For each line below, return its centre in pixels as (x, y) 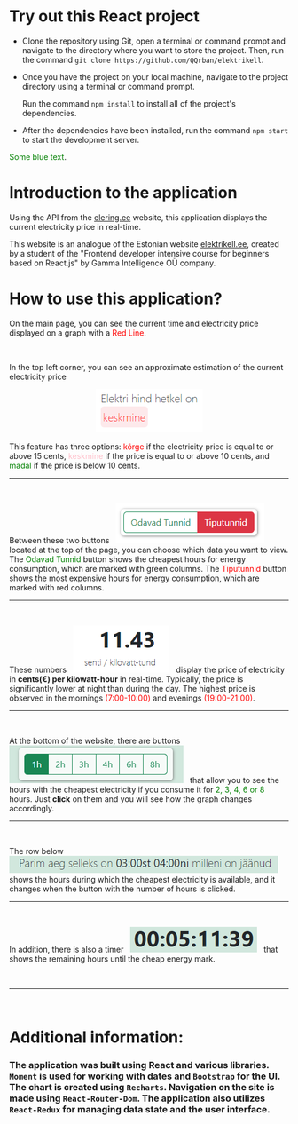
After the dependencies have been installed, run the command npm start (155, 130)
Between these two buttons (59, 540)
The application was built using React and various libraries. (139, 1065)
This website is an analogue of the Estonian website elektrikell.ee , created (144, 244)
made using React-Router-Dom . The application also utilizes (137, 1098)
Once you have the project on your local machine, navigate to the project (155, 76)
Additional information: (97, 1037)
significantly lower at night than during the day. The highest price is (132, 688)
